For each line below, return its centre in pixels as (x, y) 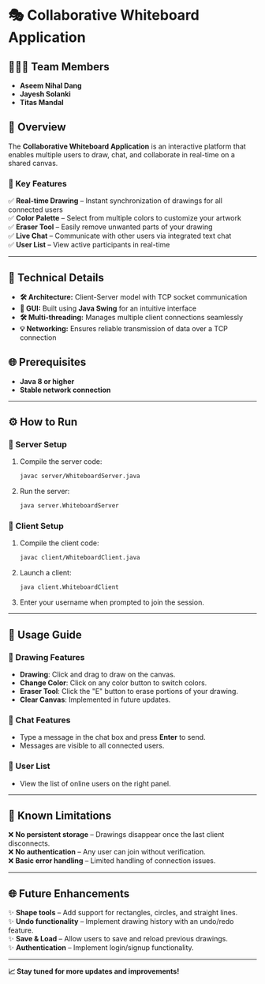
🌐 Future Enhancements (69, 894)
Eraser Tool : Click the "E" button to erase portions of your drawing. (129, 691)
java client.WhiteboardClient (69, 587)
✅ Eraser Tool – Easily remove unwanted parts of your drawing (110, 227)
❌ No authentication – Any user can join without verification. (107, 852)
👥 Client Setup (36, 526)
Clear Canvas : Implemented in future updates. (95, 699)
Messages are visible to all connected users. (92, 746)
